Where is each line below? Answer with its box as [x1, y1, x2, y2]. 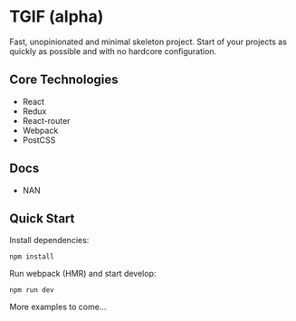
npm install [9, 252, 54, 261]
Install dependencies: [9, 235, 90, 246]
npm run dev [9, 286, 54, 295]
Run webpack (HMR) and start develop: [9, 269, 157, 279]
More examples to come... [9, 301, 107, 313]
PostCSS [22, 134, 56, 146]
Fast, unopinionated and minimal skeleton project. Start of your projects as [9, 36, 288, 47]
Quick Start [9, 211, 75, 226]
